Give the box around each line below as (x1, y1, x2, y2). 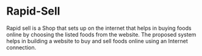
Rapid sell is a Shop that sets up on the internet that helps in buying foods (6, 24, 192, 32)
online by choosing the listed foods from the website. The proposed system (6, 30, 197, 38)
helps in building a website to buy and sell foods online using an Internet (6, 37, 188, 44)
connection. (6, 44, 37, 51)
